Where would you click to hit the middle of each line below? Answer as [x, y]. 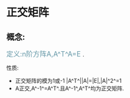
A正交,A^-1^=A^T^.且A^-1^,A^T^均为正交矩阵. [70, 88]
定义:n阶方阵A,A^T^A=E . [45, 54]
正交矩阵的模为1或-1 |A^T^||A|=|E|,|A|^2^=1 [68, 81]
